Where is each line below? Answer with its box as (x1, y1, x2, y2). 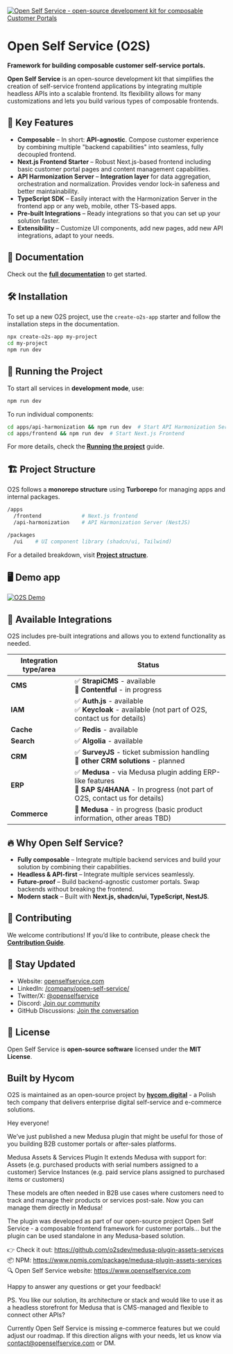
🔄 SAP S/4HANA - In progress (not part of (74, 785, 214, 794)
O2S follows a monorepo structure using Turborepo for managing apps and (7, 485, 225, 494)
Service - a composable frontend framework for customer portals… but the (7, 1224, 222, 1232)
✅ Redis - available (74, 725, 139, 735)
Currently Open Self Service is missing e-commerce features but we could (7, 1324, 221, 1332)
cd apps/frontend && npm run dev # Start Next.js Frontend (7, 430, 185, 437)
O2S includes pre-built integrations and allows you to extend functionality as (7, 632, 226, 640)
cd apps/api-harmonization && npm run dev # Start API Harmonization (7, 424, 216, 431)
